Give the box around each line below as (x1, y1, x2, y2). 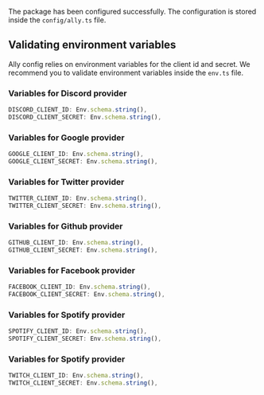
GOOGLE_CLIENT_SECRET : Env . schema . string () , (8, 158, 158, 166)
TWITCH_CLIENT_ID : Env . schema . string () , (8, 372, 145, 380)
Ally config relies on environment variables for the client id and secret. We (8, 59, 250, 68)
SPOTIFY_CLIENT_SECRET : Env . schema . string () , (8, 334, 161, 343)
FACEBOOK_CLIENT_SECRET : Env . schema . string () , (8, 291, 165, 299)
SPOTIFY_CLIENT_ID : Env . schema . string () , (8, 327, 148, 335)
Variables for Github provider (8, 221, 123, 232)
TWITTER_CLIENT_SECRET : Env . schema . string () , (8, 202, 161, 210)
